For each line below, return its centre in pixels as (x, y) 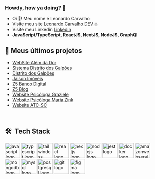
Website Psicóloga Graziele (40, 95)
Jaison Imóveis (28, 79)
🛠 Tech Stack (28, 131)
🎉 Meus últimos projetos (44, 51)
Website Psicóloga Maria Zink (43, 100)
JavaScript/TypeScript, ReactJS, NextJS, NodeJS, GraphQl (75, 35)
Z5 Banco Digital (29, 84)
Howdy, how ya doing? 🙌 (36, 8)
